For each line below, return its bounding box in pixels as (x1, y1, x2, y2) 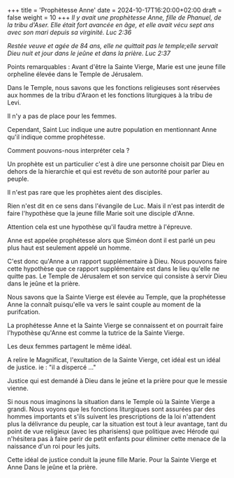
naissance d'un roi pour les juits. (7, 442, 101, 450)
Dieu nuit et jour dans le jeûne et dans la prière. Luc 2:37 (7, 49, 171, 57)
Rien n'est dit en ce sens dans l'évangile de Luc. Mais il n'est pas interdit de (7, 202, 225, 210)
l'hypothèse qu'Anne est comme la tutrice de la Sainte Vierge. (7, 329, 185, 337)
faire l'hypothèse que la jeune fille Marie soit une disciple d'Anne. (7, 209, 195, 217)
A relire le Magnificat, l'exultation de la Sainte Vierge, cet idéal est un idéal (7, 356, 221, 364)
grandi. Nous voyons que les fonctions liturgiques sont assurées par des (7, 405, 216, 413)
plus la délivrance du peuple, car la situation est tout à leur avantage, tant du (7, 420, 228, 428)
